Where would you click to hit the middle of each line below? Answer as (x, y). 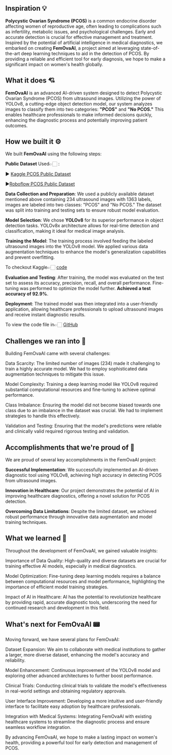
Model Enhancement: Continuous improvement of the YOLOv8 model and (83, 670)
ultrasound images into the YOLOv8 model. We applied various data (77, 247)
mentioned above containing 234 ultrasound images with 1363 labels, (79, 199)
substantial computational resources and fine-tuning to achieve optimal (80, 390)
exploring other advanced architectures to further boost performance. (79, 676)
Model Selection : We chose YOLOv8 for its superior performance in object (84, 220)
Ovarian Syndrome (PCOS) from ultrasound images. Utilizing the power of (83, 98)
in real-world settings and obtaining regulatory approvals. (66, 691)
